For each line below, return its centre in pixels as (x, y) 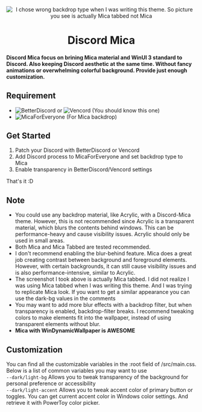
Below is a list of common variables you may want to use (77, 371)
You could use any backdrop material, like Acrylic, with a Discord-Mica (103, 215)
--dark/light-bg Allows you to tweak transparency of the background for (97, 377)
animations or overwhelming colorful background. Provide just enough (97, 70)
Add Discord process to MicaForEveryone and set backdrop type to (99, 157)
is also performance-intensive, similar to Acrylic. (75, 273)
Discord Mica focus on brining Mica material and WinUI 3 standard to (94, 57)
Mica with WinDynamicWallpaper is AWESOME (75, 331)
